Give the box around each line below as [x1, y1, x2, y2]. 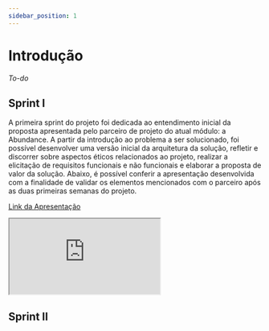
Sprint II [8, 309, 48, 323]
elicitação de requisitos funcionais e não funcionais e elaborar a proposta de [8, 160, 262, 170]
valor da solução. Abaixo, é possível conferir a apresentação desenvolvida [8, 169, 255, 179]
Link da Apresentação [8, 202, 81, 212]
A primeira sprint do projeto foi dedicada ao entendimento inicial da [8, 118, 231, 127]
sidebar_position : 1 [8, 11, 78, 20]
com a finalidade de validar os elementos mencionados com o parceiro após [8, 178, 261, 188]
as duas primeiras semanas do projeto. [8, 186, 137, 196]
